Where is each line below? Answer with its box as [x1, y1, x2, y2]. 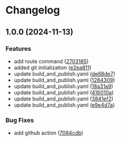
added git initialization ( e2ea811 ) [13, 64, 92, 71]
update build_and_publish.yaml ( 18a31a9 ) [13, 83, 113, 90]
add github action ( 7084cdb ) [13, 130, 84, 137]
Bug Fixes [5, 116, 34, 124]
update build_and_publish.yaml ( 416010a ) [13, 89, 114, 96]
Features [5, 45, 32, 53]
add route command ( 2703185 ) [13, 58, 89, 65]
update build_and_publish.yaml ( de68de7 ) [13, 70, 115, 77]
